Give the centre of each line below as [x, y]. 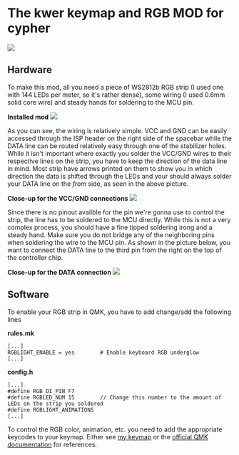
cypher [29, 28]
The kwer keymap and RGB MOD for [116, 13]
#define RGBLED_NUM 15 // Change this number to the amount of [115, 397]
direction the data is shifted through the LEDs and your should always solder [119, 176]
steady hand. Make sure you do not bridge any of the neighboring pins [111, 235]
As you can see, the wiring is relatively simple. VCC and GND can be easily [117, 130]
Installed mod [28, 117]
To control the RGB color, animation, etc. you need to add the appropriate [115, 429]
